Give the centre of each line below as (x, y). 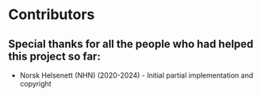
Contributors (52, 15)
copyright (35, 84)
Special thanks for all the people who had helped (131, 44)
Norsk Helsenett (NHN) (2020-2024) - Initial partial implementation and (136, 75)
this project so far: (54, 56)
